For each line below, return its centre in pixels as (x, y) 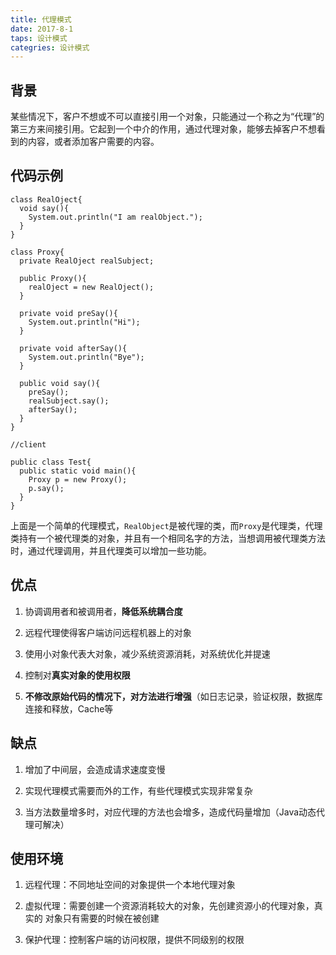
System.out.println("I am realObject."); (115, 217)
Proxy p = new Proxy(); (78, 479)
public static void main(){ (78, 471)
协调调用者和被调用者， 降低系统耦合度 (103, 611)
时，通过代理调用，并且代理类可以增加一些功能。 (111, 550)
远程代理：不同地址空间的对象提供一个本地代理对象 (130, 885)
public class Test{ (51, 462)
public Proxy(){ (53, 278)
